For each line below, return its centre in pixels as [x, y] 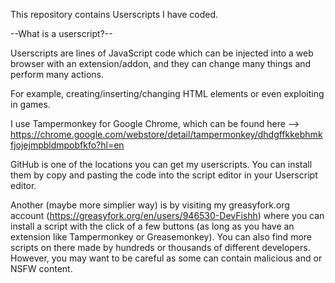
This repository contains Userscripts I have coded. [114, 14]
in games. [30, 104]
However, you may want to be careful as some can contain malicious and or [166, 258]
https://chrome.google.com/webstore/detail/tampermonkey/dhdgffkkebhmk [166, 134]
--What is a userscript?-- [61, 33]
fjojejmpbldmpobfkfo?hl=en [67, 145]
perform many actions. [57, 74]
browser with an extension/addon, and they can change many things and [161, 63]
